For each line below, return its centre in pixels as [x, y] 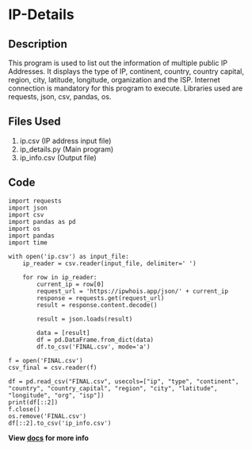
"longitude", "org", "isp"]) [56, 395]
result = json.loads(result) [85, 319]
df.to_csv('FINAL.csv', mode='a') [94, 347]
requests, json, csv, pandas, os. [60, 96]
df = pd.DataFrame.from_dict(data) [95, 340]
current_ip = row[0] [71, 284]
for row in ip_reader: [60, 277]
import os [25, 229]
